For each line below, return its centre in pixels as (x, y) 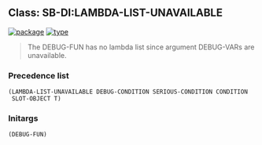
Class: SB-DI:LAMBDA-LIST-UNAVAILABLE (115, 13)
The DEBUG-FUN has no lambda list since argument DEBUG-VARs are (141, 47)
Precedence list (39, 75)
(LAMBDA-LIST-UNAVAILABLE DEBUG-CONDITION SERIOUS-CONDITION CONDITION (128, 92)
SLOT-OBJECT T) (36, 99)
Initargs (23, 118)
